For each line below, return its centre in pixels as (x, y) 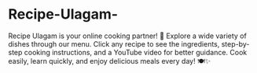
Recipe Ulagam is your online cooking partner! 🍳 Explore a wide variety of (128, 36)
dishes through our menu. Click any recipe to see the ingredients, (114, 43)
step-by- (235, 43)
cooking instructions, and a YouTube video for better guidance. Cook (136, 52)
